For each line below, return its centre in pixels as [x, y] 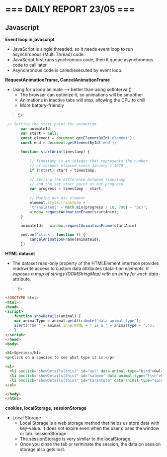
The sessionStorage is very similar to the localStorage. [76, 439]
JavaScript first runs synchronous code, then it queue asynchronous [83, 60]
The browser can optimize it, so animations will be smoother [81, 95]
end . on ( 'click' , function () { [53, 235]
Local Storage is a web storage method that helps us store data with [90, 423]
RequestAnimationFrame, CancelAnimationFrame [58, 80]
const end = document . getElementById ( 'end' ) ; [69, 143]
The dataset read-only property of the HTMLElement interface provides [85, 263]
